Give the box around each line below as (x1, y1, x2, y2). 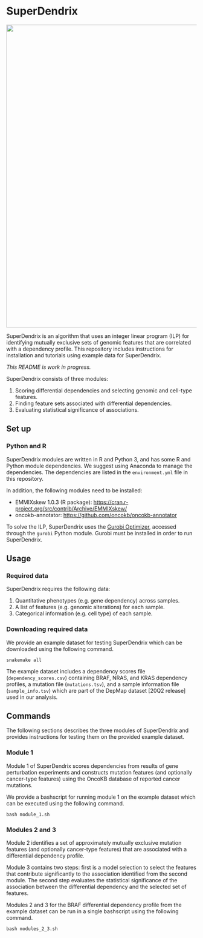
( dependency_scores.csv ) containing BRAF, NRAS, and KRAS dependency (6, 674, 188, 681)
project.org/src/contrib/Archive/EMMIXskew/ (14, 504, 127, 512)
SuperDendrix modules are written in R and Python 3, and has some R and (6, 455, 191, 463)
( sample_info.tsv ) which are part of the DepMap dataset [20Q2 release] (6, 687, 186, 694)
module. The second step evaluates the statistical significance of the (6, 877, 178, 884)
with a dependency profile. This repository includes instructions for (6, 345, 173, 352)
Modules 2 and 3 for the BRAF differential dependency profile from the (6, 901, 182, 909)
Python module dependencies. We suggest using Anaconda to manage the (6, 462, 193, 469)
